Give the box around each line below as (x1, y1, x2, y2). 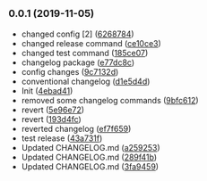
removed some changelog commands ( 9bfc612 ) (21, 95, 199, 105)
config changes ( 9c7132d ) (21, 66, 119, 77)
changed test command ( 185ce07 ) (21, 47, 149, 58)
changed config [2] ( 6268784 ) (21, 29, 135, 39)
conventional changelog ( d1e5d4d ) (21, 76, 151, 86)
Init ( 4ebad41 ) (21, 85, 73, 96)
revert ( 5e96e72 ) (21, 104, 85, 115)
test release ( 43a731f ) (21, 133, 103, 144)
